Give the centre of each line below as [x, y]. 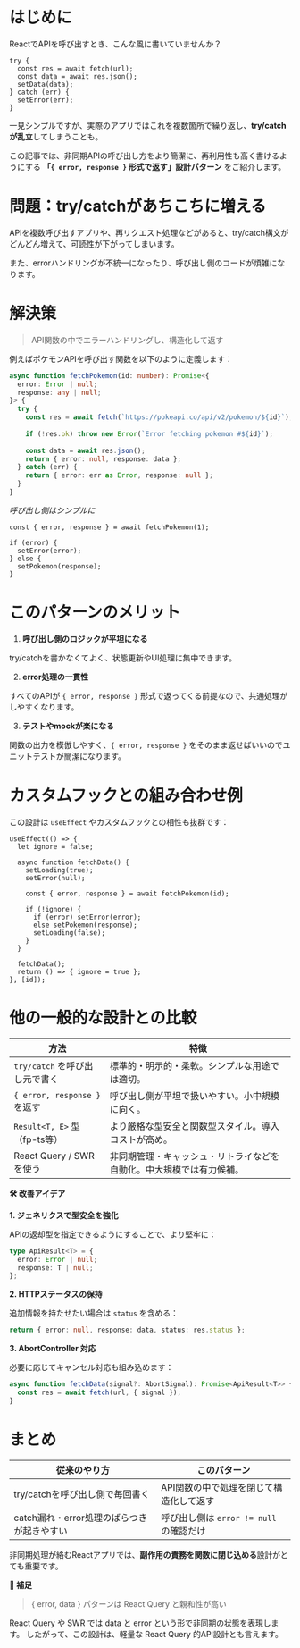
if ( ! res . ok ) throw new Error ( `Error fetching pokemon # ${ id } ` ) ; [150, 433]
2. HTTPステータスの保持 [56, 1294]
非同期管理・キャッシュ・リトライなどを [194, 1156]
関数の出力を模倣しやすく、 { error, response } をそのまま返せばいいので [146, 744]
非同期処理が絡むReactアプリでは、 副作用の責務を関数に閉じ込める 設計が [145, 1554]
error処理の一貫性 [55, 677]
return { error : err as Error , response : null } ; [120, 475]
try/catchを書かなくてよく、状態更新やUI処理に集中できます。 [123, 658]
